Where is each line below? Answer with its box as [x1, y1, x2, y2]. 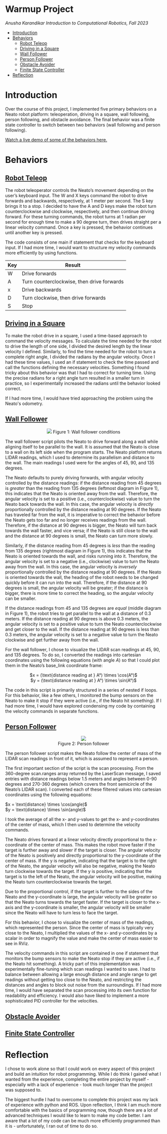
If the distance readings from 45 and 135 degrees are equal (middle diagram [5, 605, 162, 611]
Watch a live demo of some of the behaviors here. [5, 137, 107, 142]
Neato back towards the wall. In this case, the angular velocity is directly [5, 501, 154, 507]
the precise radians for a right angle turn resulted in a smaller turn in [5, 375, 145, 381]
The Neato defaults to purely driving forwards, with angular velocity [5, 474, 144, 480]
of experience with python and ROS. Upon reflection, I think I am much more [5, 1102, 162, 1108]
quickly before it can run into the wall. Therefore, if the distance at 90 [5, 579, 148, 585]
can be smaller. [5, 595, 36, 601]
